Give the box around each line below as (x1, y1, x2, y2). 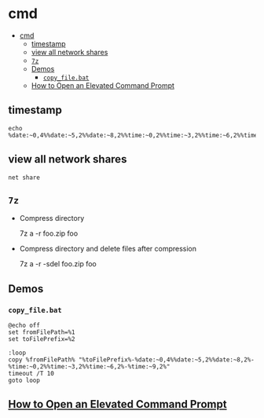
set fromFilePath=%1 (8, 328, 76, 336)
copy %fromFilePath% (8, 356, 76, 364)
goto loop (8, 376, 41, 385)
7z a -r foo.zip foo (19, 229, 79, 238)
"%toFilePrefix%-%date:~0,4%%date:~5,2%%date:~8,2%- (78, 356, 255, 364)
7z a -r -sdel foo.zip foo (19, 259, 97, 269)
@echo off (8, 321, 41, 330)
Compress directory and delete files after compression (19, 244, 197, 254)
